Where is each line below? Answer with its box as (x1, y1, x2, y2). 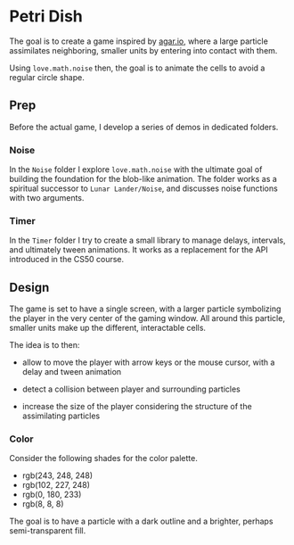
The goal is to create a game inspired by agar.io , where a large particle (9, 36, 269, 46)
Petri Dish (9, 6, 83, 27)
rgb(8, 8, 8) (21, 499, 64, 509)
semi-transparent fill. (9, 525, 86, 536)
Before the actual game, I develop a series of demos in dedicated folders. (9, 121, 279, 132)
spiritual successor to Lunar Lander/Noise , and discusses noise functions (9, 183, 278, 194)
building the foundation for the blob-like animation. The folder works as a (9, 174, 278, 185)
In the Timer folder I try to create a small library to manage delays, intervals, (9, 235, 287, 246)
